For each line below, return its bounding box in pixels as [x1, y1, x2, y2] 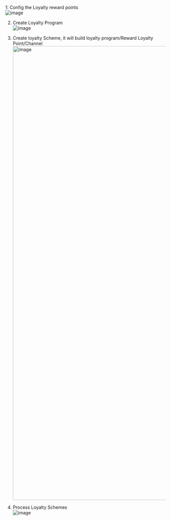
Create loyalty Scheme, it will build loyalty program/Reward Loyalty [12, 35, 154, 41]
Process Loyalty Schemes [12, 504, 68, 510]
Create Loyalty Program [12, 20, 63, 26]
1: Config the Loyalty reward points [5, 5, 78, 10]
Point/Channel [12, 40, 43, 46]
